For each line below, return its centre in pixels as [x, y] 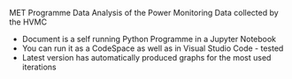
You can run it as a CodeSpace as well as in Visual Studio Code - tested [153, 48]
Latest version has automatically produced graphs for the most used [146, 57]
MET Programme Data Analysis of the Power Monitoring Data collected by [144, 13]
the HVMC [28, 22]
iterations [39, 67]
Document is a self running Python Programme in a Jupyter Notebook [149, 39]
